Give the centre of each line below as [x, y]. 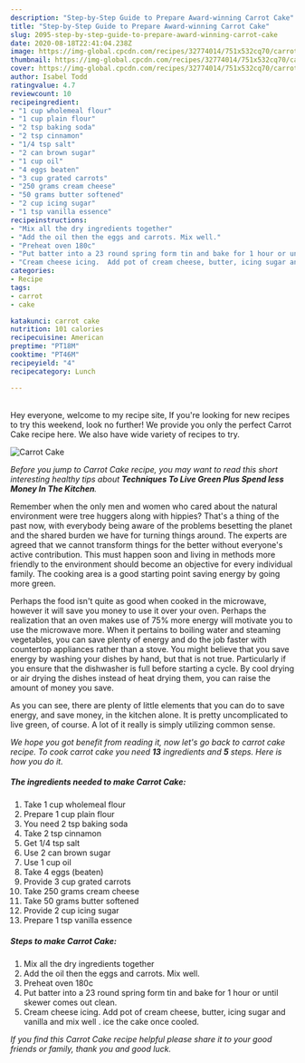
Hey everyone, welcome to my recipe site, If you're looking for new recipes [150, 414]
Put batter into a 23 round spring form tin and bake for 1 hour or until [151, 993]
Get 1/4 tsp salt [52, 844]
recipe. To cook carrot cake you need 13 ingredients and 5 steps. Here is [146, 751]
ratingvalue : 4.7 [43, 85]
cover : [23, 69]
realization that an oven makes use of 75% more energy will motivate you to [152, 620]
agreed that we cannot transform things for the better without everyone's [147, 544]
